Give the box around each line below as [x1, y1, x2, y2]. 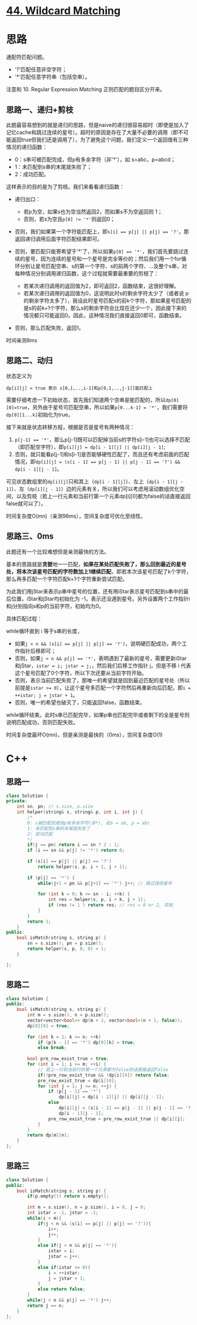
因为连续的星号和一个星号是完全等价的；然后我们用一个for [40, 255, 182, 262]
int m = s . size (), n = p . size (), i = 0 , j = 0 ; [27, 1204, 146, 1210]
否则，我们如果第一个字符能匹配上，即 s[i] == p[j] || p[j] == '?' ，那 [14, 228, 189, 235]
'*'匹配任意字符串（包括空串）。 [14, 74, 91, 81]
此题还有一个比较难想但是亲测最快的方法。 [6, 548, 109, 555]
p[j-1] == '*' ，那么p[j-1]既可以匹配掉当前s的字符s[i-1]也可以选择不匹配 [14, 436, 191, 443]
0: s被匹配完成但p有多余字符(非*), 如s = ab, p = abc [27, 820, 150, 826]
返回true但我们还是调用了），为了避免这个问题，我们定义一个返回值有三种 [11, 136, 189, 143]
